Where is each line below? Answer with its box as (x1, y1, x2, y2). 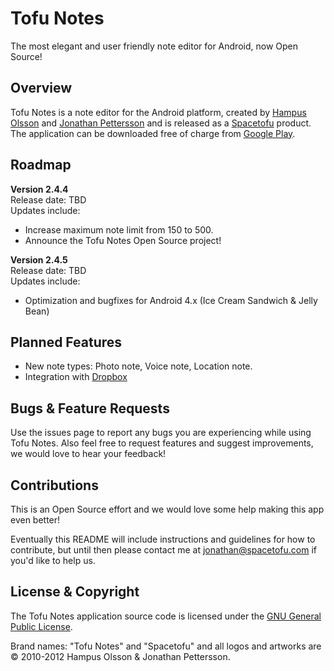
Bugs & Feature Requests (10, 400, 170, 417)
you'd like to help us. (10, 555, 96, 566)
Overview (10, 80, 73, 97)
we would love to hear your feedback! (10, 448, 167, 460)
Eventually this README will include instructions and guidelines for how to (10, 533, 316, 545)
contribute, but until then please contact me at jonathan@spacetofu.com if (10, 544, 318, 556)
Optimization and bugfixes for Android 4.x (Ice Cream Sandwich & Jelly (24, 294, 318, 306)
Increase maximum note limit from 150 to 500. (24, 223, 214, 236)
